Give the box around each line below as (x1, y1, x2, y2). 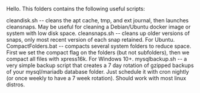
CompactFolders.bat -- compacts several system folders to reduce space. (6, 42, 192, 50)
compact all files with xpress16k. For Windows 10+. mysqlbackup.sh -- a (6, 56, 187, 62)
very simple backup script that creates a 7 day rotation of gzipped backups (6, 62, 194, 69)
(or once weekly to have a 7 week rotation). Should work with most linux (6, 75, 187, 82)
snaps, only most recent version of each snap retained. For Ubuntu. (6, 36, 175, 43)
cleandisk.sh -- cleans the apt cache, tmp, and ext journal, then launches (6, 17, 189, 24)
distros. (6, 81, 25, 88)
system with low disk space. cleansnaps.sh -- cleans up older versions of (6, 30, 190, 37)
